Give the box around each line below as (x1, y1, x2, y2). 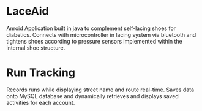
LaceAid (6, 4, 49, 18)
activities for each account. (6, 99, 75, 106)
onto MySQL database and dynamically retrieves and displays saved (6, 92, 179, 99)
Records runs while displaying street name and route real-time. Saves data (6, 86, 195, 93)
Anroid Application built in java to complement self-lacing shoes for (6, 25, 176, 32)
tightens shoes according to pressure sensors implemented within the (6, 37, 182, 45)
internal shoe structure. (6, 44, 65, 52)
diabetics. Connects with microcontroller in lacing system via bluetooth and (6, 31, 196, 38)
